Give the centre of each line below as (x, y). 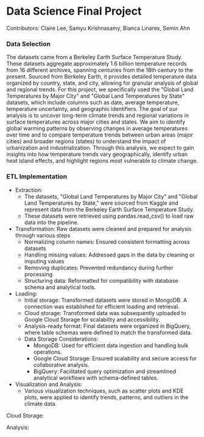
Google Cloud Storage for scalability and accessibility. (92, 319)
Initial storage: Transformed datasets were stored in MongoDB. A (106, 300)
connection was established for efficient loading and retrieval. (102, 307)
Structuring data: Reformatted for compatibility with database (101, 280)
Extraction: (29, 190)
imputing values (44, 261)
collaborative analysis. (61, 364)
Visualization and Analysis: (49, 384)
